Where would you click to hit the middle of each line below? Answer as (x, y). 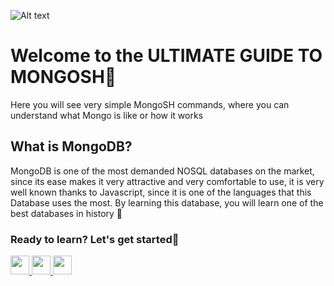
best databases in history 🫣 (66, 213)
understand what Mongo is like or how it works (107, 115)
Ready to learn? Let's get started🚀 (95, 239)
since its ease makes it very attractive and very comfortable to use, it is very (167, 181)
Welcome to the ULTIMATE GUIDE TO (166, 56)
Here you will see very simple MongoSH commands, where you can (150, 104)
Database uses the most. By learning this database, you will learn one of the (167, 202)
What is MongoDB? (71, 146)
